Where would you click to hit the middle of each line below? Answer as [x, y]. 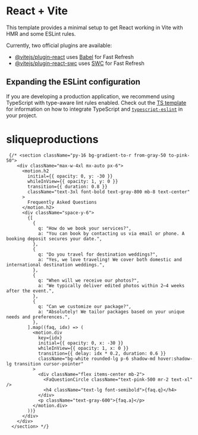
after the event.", [30, 291]
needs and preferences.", [38, 317]
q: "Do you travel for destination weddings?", [98, 254]
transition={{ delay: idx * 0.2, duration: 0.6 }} [102, 353]
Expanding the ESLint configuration [73, 82]
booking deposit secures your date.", [54, 239]
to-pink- [179, 155]
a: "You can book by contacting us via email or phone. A [111, 234]
